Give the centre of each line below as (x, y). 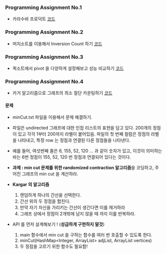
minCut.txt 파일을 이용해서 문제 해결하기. (52, 117)
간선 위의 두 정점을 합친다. (45, 201)
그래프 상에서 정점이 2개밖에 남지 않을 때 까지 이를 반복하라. (78, 214)
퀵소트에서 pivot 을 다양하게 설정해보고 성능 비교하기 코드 (68, 68)
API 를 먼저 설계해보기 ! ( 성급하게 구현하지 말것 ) (58, 224)
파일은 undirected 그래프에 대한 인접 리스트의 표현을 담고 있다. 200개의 (82, 128)
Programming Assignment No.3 (44, 57)
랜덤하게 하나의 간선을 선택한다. (50, 195)
